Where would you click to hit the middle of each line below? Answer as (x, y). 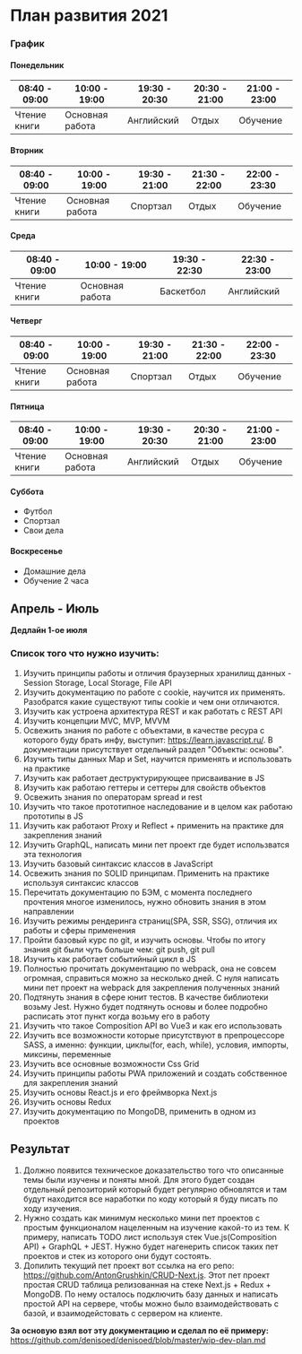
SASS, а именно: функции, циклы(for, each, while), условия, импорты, (156, 1045)
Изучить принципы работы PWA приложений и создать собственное (155, 1073)
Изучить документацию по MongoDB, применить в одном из (139, 1111)
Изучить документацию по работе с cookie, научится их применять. (154, 692)
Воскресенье (37, 551)
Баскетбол (183, 291)
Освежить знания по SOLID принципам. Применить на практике (146, 873)
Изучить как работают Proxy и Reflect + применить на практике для (154, 825)
